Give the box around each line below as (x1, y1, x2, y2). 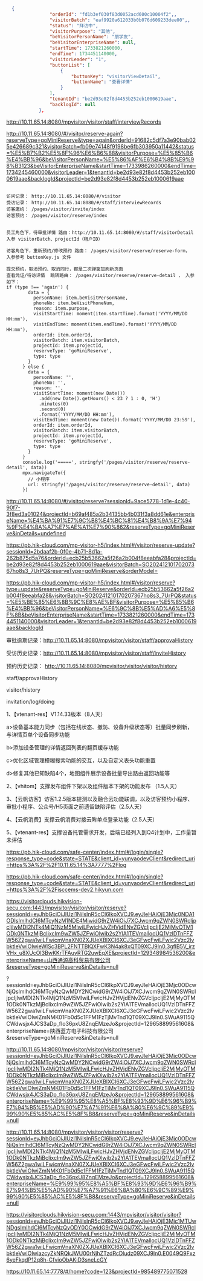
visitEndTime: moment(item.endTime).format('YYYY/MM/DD (33, 321, 177, 327)
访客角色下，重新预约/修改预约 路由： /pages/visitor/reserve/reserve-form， (6, 247, 190, 254)
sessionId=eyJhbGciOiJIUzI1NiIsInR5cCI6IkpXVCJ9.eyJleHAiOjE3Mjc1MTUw (6, 1217, 196, 1225)
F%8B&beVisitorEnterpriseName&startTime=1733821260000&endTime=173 (6, 611, 195, 618)
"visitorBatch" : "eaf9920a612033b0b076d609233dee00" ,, (49, 17, 190, 23)
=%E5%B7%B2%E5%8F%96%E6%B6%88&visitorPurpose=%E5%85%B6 (6, 149, 193, 156)
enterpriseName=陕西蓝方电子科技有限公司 (6, 1027, 114, 1034)
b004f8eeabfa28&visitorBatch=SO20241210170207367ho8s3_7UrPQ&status (6, 592, 197, 599)
